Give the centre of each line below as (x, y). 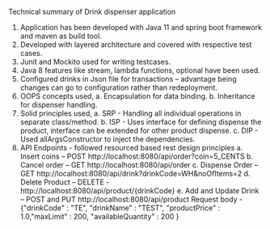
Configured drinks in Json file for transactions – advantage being (128, 79)
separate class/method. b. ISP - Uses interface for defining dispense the (141, 122)
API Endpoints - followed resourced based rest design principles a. (131, 148)
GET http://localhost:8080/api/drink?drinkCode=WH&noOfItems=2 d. (135, 174)
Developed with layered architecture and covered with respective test (136, 45)
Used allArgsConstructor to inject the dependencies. (108, 139)
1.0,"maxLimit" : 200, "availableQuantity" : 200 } (99, 216)
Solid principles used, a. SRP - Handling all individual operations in (131, 113)
